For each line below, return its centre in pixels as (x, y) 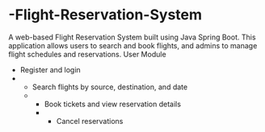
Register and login (50, 69)
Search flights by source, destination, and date (110, 87)
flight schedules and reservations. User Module (88, 54)
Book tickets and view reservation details (113, 104)
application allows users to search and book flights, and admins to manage (133, 45)
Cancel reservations (90, 121)
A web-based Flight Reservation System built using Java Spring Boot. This (132, 37)
